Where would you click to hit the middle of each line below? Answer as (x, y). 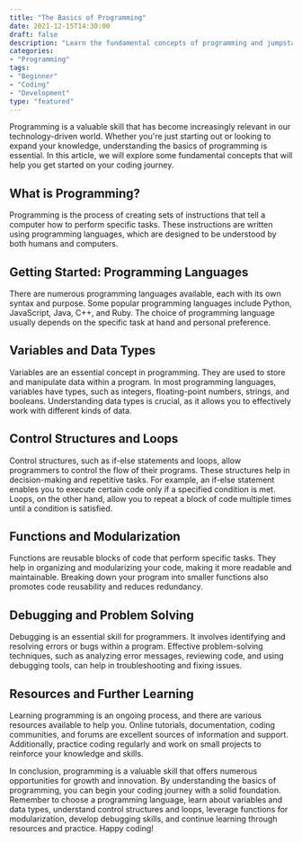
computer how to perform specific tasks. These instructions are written (141, 225)
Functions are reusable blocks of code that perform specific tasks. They (143, 558)
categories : (31, 51)
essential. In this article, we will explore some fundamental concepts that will (151, 156)
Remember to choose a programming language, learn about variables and (146, 800)
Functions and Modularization (95, 537)
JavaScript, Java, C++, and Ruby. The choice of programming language (142, 313)
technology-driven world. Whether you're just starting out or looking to (140, 137)
